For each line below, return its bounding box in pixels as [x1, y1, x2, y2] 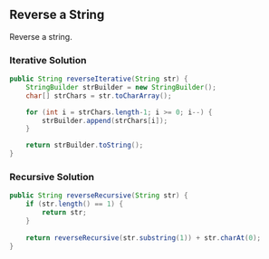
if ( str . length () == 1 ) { [25, 199, 124, 209]
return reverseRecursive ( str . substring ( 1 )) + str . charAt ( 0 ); [25, 233, 262, 243]
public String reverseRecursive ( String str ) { [9, 191, 188, 200]
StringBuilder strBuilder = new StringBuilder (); [25, 82, 217, 91]
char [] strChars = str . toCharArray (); [25, 91, 172, 101]
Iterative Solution [9, 53, 87, 66]
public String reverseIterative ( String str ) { [9, 74, 188, 84]
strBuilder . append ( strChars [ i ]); [42, 116, 168, 125]
